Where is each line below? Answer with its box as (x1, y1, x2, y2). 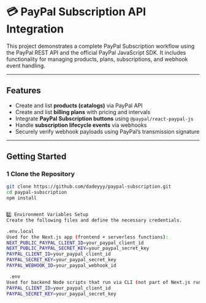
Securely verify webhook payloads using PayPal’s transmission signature (15, 128, 200, 135)
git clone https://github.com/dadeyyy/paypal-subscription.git (6, 183, 172, 190)
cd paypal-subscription (6, 190, 67, 196)
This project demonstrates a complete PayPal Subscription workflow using (6, 42, 195, 50)
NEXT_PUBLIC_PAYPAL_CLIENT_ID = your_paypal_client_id (6, 240, 144, 246)
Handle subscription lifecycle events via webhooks (15, 121, 147, 129)
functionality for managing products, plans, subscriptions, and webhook (6, 55, 188, 63)
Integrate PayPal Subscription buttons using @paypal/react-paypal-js (15, 115, 194, 122)
